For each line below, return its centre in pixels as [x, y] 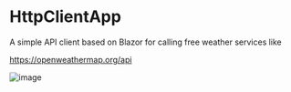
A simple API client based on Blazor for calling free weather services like [146, 42]
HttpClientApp [65, 17]
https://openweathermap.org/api [71, 59]
